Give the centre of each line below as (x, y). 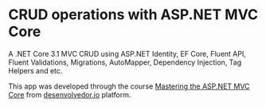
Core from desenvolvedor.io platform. (70, 94)
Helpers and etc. (35, 70)
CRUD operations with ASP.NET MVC (133, 15)
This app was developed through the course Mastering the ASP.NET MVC (129, 86)
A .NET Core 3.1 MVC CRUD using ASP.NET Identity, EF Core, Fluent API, (127, 53)
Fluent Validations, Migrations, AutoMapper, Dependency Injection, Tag (125, 62)
